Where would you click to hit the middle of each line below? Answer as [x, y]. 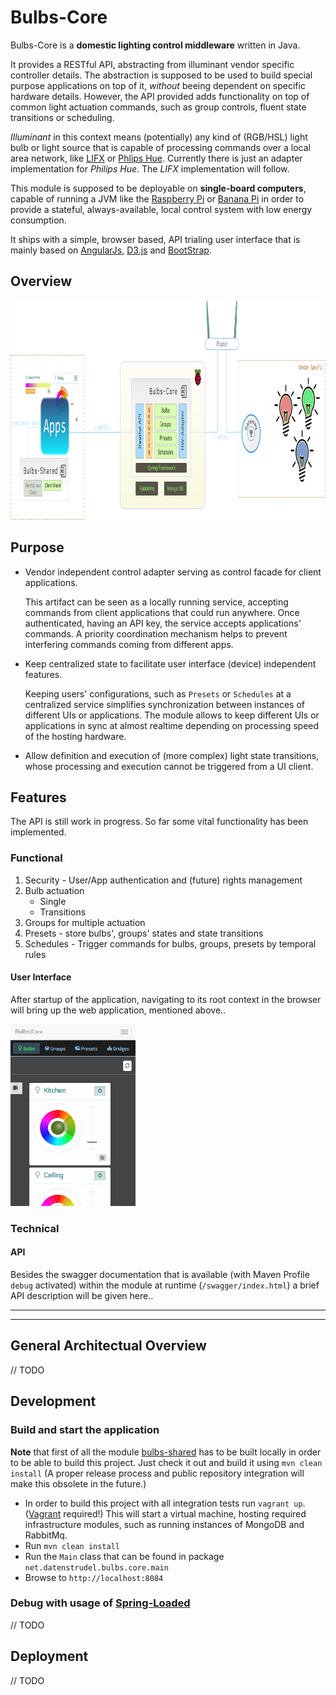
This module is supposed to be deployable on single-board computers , [158, 188]
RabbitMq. [46, 1535]
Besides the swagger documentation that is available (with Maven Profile [160, 1274]
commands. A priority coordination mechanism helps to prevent [156, 633]
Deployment [49, 1656]
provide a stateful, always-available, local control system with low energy [161, 209]
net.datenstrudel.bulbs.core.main [96, 1567]
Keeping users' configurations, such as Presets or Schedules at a [158, 693]
